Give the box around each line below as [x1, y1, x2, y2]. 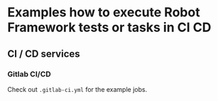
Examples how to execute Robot [7, 4, 200, 21]
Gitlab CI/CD [7, 69, 51, 79]
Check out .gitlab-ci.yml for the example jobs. [7, 85, 148, 93]
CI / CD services [7, 48, 80, 60]
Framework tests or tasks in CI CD [7, 19, 212, 36]
